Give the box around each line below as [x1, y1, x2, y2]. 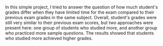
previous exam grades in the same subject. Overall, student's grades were [5, 15, 157, 20]
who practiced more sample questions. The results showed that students [5, 30, 154, 36]
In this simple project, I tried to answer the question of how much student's [5, 4, 158, 10]
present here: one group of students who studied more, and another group [5, 25, 158, 31]
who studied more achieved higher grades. [5, 35, 93, 41]
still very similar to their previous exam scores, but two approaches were [5, 20, 154, 25]
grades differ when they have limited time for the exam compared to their [5, 9, 155, 15]
